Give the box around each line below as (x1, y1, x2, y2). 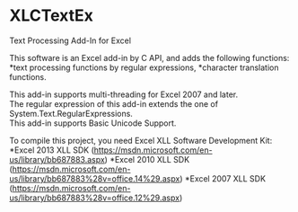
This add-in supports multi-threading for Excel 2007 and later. (9, 89, 239, 100)
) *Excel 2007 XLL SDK (179, 172, 267, 184)
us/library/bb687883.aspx (9, 154, 105, 164)
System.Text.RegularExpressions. (9, 108, 133, 119)
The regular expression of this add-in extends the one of (9, 98, 218, 109)
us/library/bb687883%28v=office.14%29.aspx (9, 172, 180, 184)
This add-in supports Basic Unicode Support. (9, 118, 177, 128)
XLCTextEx (9, 5, 94, 26)
